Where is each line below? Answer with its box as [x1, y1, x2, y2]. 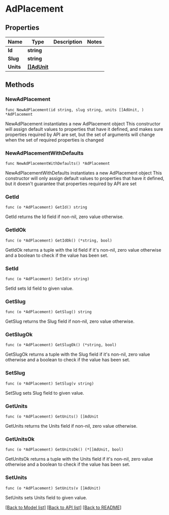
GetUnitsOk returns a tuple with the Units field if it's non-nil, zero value [5, 456, 153, 462]
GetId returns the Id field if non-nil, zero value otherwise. [5, 214, 124, 220]
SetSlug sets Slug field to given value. [5, 390, 85, 396]
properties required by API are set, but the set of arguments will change [5, 131, 155, 138]
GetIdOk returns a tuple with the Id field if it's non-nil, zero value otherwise [5, 247, 161, 253]
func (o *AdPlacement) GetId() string [5, 205, 87, 210]
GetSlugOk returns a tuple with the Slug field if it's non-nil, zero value [5, 351, 150, 358]
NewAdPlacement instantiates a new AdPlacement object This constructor [5, 120, 161, 127]
